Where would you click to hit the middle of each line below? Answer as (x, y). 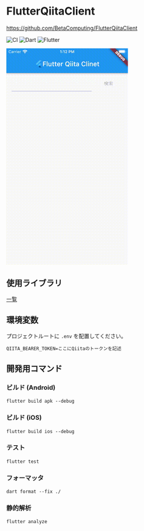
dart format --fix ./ (34, 492)
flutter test (23, 461)
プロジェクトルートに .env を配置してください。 (66, 336)
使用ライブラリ (34, 283)
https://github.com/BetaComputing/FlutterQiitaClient (72, 28)
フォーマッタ (25, 477)
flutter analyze (27, 522)
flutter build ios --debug (40, 431)
